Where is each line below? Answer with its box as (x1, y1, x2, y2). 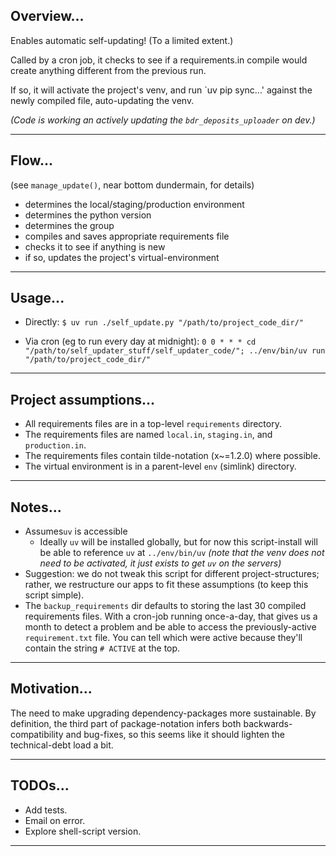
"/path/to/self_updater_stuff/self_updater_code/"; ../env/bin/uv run (24, 346, 326, 356)
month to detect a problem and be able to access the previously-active (24, 621, 317, 633)
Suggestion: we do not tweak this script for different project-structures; (24, 568, 320, 580)
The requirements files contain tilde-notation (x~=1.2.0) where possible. (24, 450, 321, 462)
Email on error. (24, 814, 86, 826)
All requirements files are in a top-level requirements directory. (24, 418, 282, 430)
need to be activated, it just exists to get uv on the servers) (39, 557, 282, 569)
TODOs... (10, 777, 70, 794)
